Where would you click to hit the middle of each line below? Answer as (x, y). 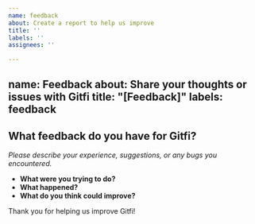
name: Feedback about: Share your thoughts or (128, 84)
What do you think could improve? (77, 196)
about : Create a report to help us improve (81, 23)
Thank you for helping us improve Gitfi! (72, 211)
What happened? (49, 187)
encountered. (30, 164)
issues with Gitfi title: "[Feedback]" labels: (116, 97)
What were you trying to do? (68, 179)
